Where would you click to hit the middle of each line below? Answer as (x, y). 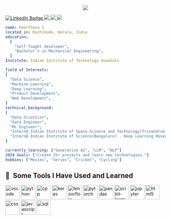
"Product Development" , (35, 94)
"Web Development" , (31, 99)
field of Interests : (27, 70)
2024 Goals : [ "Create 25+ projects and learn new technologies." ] (77, 155)
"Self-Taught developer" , (42, 46)
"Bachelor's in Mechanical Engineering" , (59, 51)
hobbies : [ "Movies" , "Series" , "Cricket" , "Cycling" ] (64, 160)
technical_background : (29, 108)
